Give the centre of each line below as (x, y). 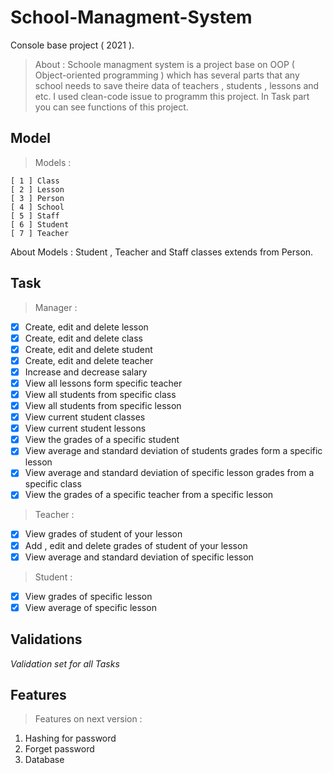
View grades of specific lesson (88, 596)
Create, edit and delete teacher (89, 360)
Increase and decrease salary (86, 372)
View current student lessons (85, 428)
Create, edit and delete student (88, 349)
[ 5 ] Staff (35, 216)
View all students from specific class (100, 394)
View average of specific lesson (90, 607)
